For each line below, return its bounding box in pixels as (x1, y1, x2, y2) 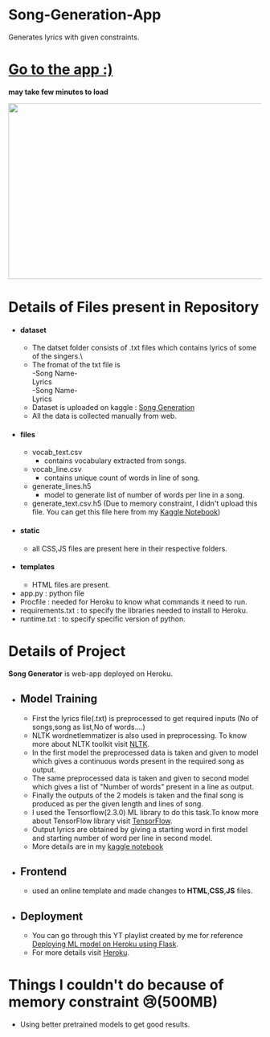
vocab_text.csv (31, 448, 83, 457)
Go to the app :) (8, 60, 113, 79)
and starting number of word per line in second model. (31, 833, 213, 842)
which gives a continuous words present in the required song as (31, 756, 245, 765)
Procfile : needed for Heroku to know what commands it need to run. (19, 596, 247, 606)
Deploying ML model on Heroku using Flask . (31, 939, 179, 949)
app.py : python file (19, 588, 84, 598)
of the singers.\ (31, 351, 83, 361)
